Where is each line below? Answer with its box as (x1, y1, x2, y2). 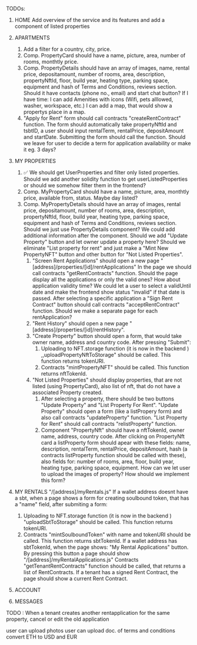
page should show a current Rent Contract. (23, 575, 128, 582)
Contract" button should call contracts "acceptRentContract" (32, 301, 180, 308)
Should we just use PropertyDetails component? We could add (23, 226, 175, 233)
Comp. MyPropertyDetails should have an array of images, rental (23, 201, 181, 207)
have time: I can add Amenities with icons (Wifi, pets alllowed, (23, 96, 173, 103)
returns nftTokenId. (41, 370, 87, 377)
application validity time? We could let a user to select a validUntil (32, 282, 191, 289)
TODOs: (6, 5, 25, 12)
